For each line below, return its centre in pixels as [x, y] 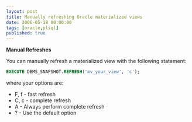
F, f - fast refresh [35, 94]
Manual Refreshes [29, 50]
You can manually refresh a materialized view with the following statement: [96, 61]
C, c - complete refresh [43, 100]
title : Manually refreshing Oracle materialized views [74, 17]
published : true [26, 33]
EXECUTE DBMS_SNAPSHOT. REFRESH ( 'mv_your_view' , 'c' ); [73, 72]
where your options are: [35, 83]
